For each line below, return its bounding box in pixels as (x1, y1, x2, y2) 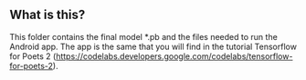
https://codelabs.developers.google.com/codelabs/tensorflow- (56, 50, 293, 62)
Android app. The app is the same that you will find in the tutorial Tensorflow (9, 41, 297, 52)
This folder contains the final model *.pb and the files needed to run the (9, 31, 279, 42)
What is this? (9, 7, 86, 23)
